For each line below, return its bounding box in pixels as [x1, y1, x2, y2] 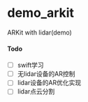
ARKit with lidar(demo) [7, 28, 72, 37]
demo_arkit [7, 5, 75, 21]
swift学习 [17, 61, 44, 70]
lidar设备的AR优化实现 [17, 79, 82, 87]
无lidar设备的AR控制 [17, 70, 75, 78]
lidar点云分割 [17, 87, 55, 96]
